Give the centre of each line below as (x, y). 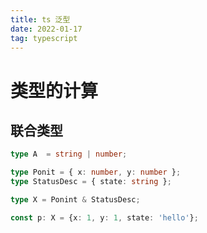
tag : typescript (44, 38)
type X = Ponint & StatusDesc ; (75, 200)
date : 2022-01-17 (46, 29)
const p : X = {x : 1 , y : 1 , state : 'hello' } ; (104, 217)
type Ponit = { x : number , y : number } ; (96, 172)
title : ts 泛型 (40, 19)
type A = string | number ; (69, 154)
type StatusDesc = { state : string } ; (91, 182)
